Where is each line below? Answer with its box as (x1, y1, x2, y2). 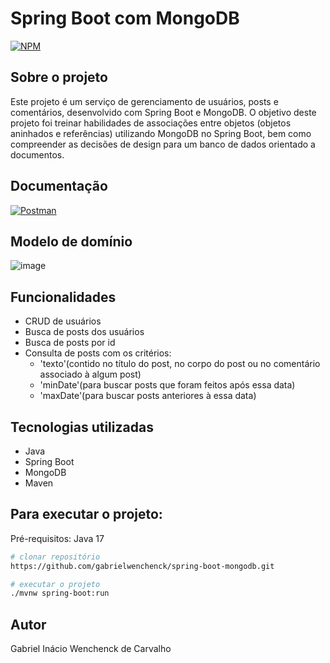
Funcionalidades (10, 288, 117, 306)
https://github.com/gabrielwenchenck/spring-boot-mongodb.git (10, 561, 275, 571)
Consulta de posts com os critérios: (24, 347, 172, 359)
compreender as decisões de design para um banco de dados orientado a (10, 138, 316, 150)
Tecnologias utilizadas (10, 418, 154, 436)
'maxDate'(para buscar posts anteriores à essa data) (39, 390, 257, 402)
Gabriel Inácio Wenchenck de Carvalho (10, 643, 172, 655)
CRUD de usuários (24, 315, 102, 327)
